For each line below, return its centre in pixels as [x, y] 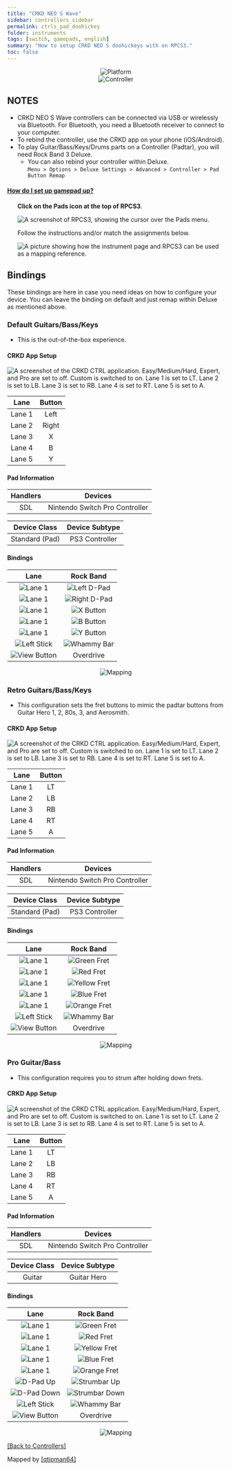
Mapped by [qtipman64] [42, 1460]
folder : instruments [37, 33]
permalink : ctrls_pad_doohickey [53, 26]
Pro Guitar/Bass [34, 1063]
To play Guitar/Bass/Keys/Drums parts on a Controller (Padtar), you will [118, 147]
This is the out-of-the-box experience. [71, 340]
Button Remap [46, 176]
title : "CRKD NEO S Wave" [44, 13]
